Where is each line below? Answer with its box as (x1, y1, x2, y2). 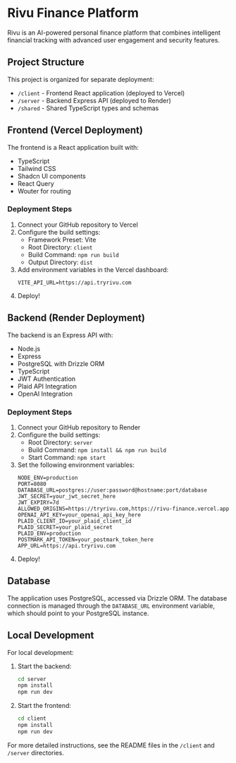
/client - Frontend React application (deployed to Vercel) (17, 88, 185, 97)
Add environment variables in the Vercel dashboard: (17, 265, 169, 273)
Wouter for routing (17, 187, 72, 195)
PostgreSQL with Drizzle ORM (17, 359, 105, 368)
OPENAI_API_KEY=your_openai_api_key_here (17, 511, 141, 519)
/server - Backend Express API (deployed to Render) (17, 96, 171, 105)
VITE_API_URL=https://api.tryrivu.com (17, 279, 132, 286)
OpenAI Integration (17, 389, 73, 398)
